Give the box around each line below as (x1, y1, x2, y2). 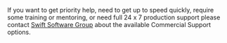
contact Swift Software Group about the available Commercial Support (7, 21, 212, 28)
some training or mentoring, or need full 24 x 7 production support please (7, 13, 221, 21)
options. (7, 28, 32, 36)
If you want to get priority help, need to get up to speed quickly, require (7, 6, 214, 14)
